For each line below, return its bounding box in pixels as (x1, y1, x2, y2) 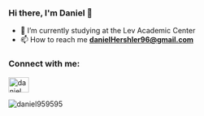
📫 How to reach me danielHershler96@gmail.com (20, 35, 193, 45)
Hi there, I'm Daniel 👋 (8, 7, 93, 19)
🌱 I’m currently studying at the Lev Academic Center (20, 26, 196, 36)
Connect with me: (8, 58, 80, 70)
